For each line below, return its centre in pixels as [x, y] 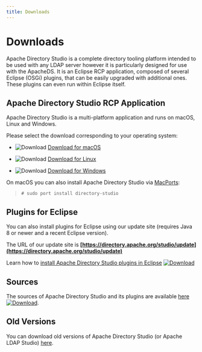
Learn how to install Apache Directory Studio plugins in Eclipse [84, 263]
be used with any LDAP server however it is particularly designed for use [97, 65]
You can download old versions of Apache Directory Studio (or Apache [94, 336]
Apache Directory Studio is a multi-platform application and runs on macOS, [101, 118]
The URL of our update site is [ [44, 245]
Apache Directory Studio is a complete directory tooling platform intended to [101, 59]
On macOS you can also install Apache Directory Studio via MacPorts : [93, 182]
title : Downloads [28, 12]
